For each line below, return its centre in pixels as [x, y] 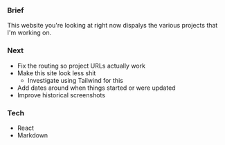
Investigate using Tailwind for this [75, 80]
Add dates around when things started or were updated [96, 88]
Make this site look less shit [56, 73]
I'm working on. [29, 32]
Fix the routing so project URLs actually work [81, 66]
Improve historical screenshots [61, 95]
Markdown [33, 135]
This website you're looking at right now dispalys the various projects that [112, 26]
